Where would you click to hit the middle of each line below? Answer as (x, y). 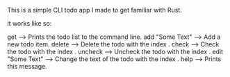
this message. (27, 66)
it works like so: (30, 23)
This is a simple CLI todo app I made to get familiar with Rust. (95, 10)
